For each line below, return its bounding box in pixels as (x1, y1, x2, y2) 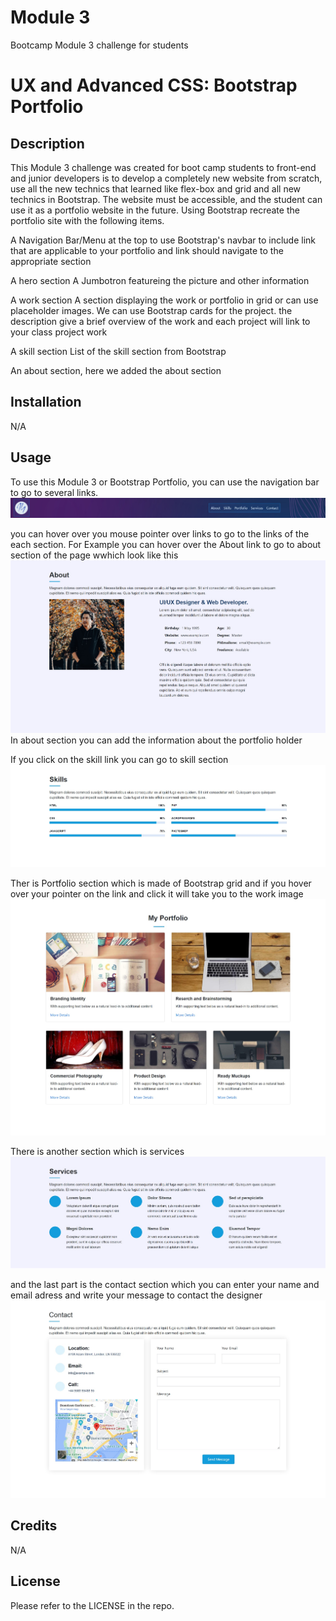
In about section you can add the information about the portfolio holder (10, 734, 303, 746)
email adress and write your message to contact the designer (10, 1289, 263, 1301)
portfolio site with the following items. (10, 214, 165, 226)
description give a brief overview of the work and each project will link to (10, 315, 311, 327)
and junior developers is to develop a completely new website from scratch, (10, 172, 323, 184)
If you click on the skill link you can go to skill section (10, 754, 229, 766)
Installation (10, 394, 82, 411)
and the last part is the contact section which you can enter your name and (10, 1279, 320, 1291)
